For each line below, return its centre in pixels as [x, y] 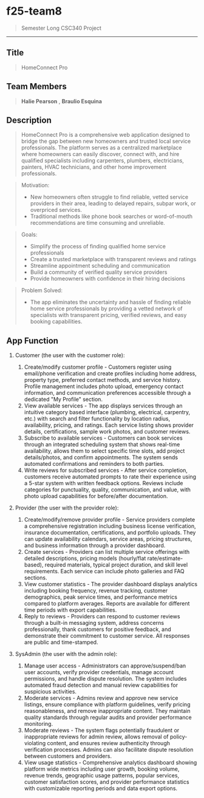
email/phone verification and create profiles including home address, [110, 373]
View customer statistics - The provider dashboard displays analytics [111, 584]
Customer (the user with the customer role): [70, 355]
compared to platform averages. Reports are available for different [107, 604]
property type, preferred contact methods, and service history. [103, 380]
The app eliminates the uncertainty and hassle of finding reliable [110, 302]
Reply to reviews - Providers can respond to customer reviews [102, 616]
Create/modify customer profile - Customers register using [98, 367]
